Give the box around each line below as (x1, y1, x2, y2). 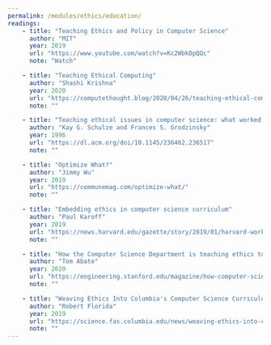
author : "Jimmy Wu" (28, 168, 95, 176)
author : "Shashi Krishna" (28, 78, 116, 87)
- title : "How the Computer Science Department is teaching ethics (22, 250, 254, 259)
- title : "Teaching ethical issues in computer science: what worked (22, 116, 262, 124)
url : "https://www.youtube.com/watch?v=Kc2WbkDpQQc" (28, 49, 211, 57)
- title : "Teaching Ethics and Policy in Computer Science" (22, 27, 229, 35)
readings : (7, 19, 41, 27)
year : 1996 (28, 131, 66, 140)
